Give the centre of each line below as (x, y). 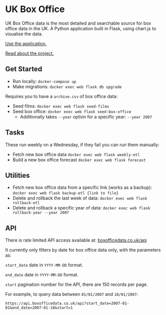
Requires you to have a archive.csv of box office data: (62, 96)
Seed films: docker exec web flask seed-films (61, 106)
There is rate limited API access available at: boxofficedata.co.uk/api (76, 240)
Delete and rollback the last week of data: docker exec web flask (80, 198)
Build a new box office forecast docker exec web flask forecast (79, 160)
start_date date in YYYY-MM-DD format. (44, 265)
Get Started (24, 69)
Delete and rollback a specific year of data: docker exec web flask (81, 208)
